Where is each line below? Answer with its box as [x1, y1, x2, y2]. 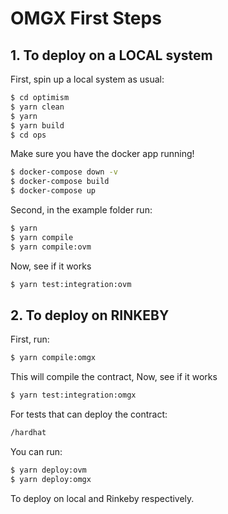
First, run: [10, 333, 50, 346]
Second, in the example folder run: [10, 204, 153, 216]
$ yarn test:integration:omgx [10, 390, 137, 401]
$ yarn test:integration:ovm [10, 279, 132, 289]
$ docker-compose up [10, 186, 97, 196]
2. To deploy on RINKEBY [10, 307, 170, 324]
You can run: [10, 445, 63, 457]
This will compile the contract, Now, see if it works [10, 371, 218, 383]
